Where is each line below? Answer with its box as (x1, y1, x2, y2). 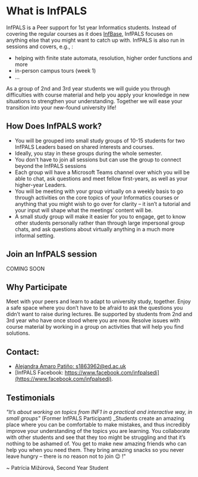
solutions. (6, 329, 30, 337)
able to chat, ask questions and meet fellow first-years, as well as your (14, 174, 188, 182)
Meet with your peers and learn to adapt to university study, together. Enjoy (6, 298, 191, 305)
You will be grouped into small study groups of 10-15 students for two (14, 137, 186, 144)
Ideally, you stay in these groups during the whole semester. (14, 149, 162, 157)
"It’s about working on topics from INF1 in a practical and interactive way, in (6, 409, 193, 415)
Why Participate (6, 282, 67, 292)
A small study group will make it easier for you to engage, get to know (14, 213, 186, 220)
